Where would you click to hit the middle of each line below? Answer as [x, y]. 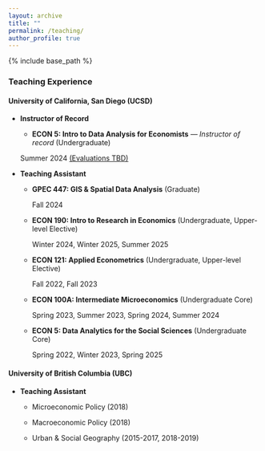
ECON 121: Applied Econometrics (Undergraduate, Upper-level [137, 260]
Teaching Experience [50, 82]
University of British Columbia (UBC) [70, 373]
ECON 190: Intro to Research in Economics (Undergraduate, [132, 221]
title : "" [25, 23]
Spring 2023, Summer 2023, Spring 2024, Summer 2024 [126, 315]
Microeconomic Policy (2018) [80, 407]
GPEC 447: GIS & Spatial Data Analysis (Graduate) [116, 189]
